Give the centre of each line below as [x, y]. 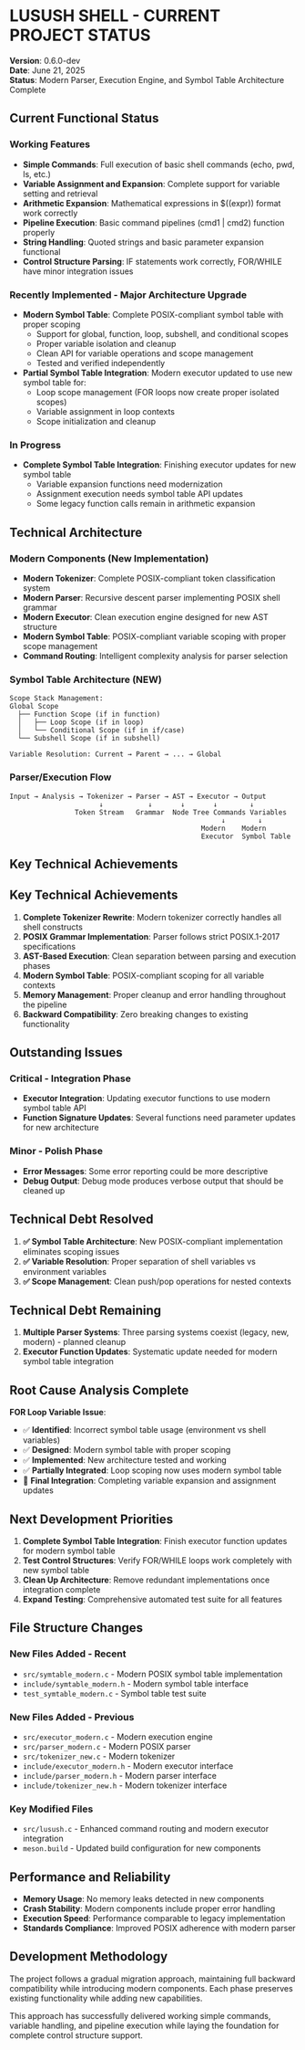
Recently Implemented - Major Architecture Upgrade [128, 295]
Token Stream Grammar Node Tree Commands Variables [180, 812]
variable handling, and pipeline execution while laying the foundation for [144, 2025]
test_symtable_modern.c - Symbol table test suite [114, 1693]
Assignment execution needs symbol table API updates [140, 494]
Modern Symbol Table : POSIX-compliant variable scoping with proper [154, 636]
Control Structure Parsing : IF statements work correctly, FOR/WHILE [152, 261]
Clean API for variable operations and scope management [145, 353]
